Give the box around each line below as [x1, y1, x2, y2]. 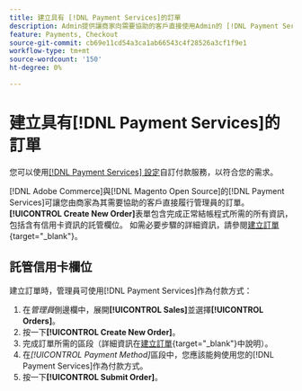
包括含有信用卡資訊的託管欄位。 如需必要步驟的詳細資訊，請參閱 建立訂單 [9, 219, 280, 230]
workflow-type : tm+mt [9, 47, 91, 56]
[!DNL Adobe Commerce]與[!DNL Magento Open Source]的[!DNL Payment [9, 185, 285, 196]
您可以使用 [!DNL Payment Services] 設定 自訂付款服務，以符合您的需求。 [9, 166, 279, 177]
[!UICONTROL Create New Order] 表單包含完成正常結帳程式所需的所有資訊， [9, 208, 293, 218]
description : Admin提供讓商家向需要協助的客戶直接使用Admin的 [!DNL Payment [9, 22, 279, 31]
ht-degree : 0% [9, 64, 63, 73]
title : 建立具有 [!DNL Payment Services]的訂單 [9, 13, 182, 22]
